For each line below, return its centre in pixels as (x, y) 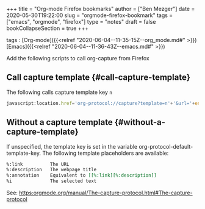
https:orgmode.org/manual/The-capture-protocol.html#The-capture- (106, 193)
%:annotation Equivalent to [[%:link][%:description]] (81, 175)
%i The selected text (52, 181)
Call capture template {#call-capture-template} (99, 78)
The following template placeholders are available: (106, 153)
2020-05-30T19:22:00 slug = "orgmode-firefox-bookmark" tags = (90, 15)
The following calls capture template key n (59, 92)
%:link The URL (38, 164)
